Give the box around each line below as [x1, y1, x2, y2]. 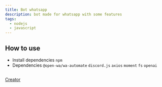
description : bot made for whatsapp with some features [5, 12, 122, 17]
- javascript [9, 26, 36, 31]
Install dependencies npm [12, 57, 63, 63]
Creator [5, 77, 21, 83]
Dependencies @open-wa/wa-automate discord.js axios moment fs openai [12, 62, 158, 68]
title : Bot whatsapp [5, 7, 48, 12]
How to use [5, 44, 40, 52]
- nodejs [9, 21, 28, 26]
